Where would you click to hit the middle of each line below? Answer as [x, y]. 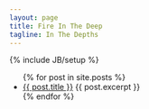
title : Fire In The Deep [56, 26]
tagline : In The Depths [54, 34]
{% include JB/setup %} [54, 60]
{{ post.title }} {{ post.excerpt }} [81, 87]
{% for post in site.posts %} [74, 77]
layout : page [34, 18]
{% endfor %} [48, 96]
